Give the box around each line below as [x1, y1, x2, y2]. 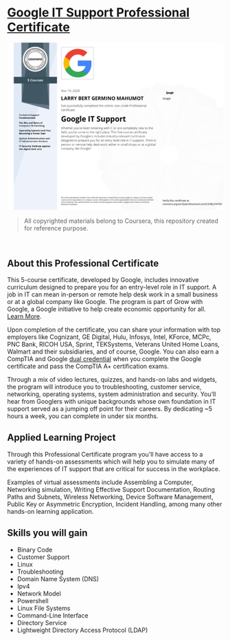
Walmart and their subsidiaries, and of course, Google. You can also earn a [7, 347, 219, 356]
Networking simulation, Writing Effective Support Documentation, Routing [7, 485, 215, 493]
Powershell [16, 596, 49, 605]
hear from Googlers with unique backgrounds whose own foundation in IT [7, 398, 216, 406]
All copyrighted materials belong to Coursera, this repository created [23, 217, 218, 225]
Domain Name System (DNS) [16, 574, 100, 583]
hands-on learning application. [7, 507, 94, 515]
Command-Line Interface [16, 611, 89, 620]
